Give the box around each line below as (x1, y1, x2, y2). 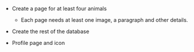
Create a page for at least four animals (11, 5, 107, 12)
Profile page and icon (11, 40, 65, 46)
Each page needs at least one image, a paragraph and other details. (20, 17, 189, 23)
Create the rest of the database (11, 28, 90, 35)
